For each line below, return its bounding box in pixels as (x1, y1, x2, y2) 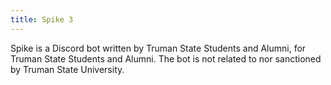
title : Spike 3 (10, 14, 74, 25)
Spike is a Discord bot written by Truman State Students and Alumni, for (10, 42, 307, 54)
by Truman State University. (10, 63, 125, 75)
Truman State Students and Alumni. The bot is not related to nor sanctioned (10, 52, 322, 65)
